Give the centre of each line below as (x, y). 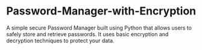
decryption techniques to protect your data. (60, 40)
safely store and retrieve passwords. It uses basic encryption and (87, 34)
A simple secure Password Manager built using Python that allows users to (99, 28)
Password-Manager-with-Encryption (101, 11)
